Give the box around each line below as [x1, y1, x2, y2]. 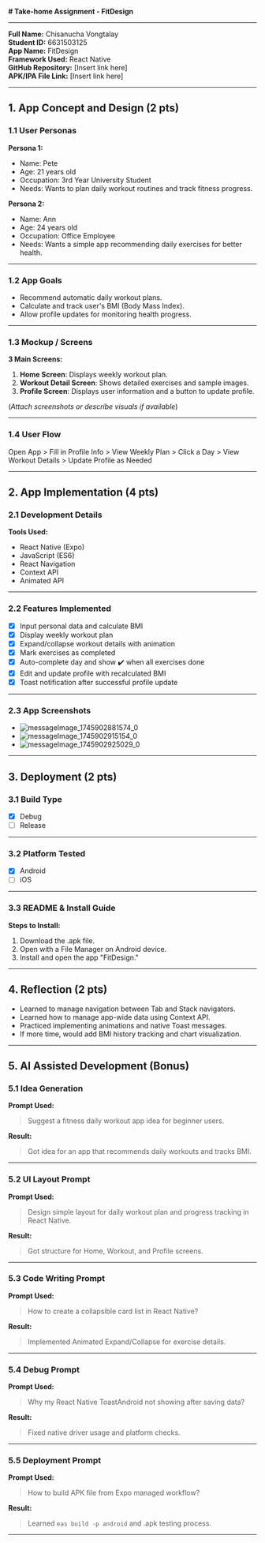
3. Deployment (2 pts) [8, 770, 118, 784]
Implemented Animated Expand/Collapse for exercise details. [27, 1337, 226, 1346]
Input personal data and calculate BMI [19, 621, 144, 631]
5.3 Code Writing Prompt [8, 1273, 105, 1284]
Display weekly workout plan [19, 630, 114, 639]
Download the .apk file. [19, 935, 95, 946]
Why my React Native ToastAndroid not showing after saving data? [27, 1397, 245, 1407]
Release [19, 820, 46, 830]
